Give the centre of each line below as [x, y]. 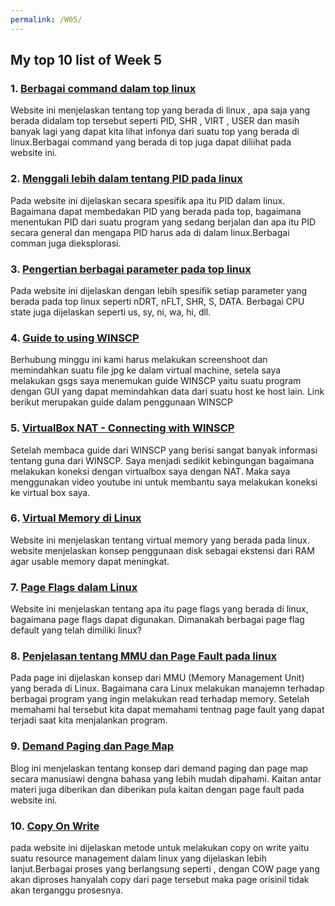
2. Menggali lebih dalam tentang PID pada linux [126, 179]
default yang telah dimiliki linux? [76, 630]
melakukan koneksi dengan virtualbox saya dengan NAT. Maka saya [150, 471]
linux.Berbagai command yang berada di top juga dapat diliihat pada [151, 142]
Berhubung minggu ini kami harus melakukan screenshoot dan [139, 360]
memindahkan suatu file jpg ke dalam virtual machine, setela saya [146, 370]
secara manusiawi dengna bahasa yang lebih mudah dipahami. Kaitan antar [166, 778]
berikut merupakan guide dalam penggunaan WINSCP [122, 402]
